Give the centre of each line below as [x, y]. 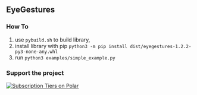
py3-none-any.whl [36, 52]
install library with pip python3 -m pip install [71, 46]
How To [17, 27]
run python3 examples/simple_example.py [65, 57]
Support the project [35, 72]
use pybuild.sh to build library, [52, 39]
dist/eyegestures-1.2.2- [161, 46]
